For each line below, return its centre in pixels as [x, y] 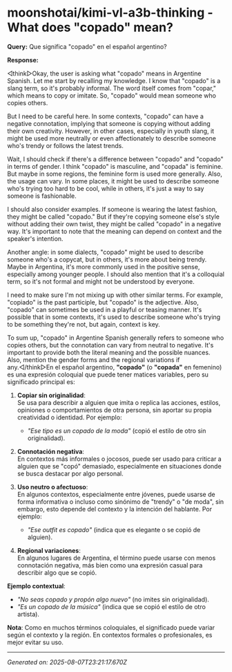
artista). [28, 614]
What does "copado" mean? [90, 27]
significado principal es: [41, 381]
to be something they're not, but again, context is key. [84, 324]
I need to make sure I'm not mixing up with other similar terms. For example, [115, 295]
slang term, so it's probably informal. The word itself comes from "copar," [112, 88]
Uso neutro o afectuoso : [52, 487]
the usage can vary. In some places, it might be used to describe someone [113, 181]
